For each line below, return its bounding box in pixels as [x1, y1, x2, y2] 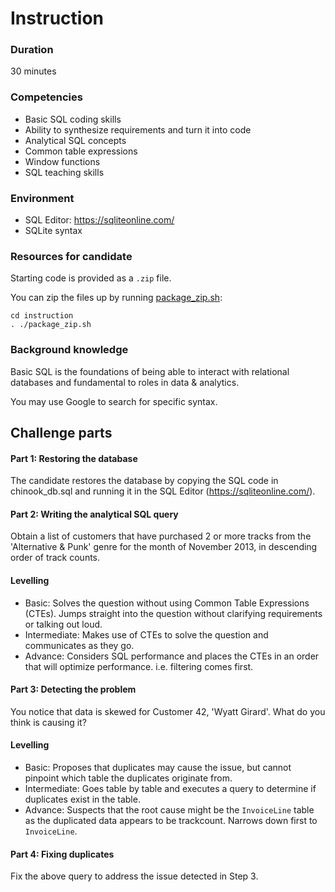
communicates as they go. [24, 639, 135, 651]
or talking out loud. [24, 618, 103, 630]
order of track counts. [10, 552, 101, 564]
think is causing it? [10, 716, 87, 728]
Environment [10, 191, 75, 205]
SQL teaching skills [24, 166, 105, 178]
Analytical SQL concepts [24, 134, 127, 146]
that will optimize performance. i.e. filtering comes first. [24, 660, 254, 672]
